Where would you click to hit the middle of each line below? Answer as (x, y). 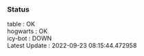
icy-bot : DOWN (29, 38)
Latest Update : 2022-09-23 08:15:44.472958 (72, 46)
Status (18, 9)
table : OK (21, 24)
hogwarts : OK (27, 31)
